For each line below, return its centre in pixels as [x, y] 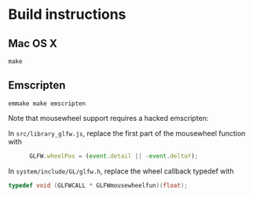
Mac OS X [33, 44]
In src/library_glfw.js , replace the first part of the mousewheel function [127, 133]
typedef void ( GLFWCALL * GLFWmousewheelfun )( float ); [98, 185]
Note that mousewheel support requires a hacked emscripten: [108, 118]
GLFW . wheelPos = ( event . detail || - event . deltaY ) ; [114, 156]
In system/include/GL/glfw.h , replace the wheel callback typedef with [121, 171]
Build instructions [67, 15]
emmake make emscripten [47, 104]
